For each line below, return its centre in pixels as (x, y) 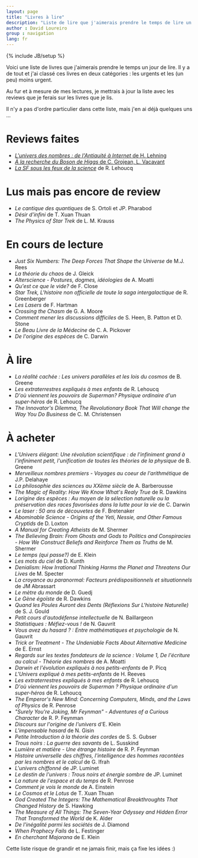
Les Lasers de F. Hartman (46, 305)
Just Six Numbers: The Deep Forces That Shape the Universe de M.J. (99, 261)
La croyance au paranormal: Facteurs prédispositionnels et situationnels (103, 580)
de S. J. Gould (32, 611)
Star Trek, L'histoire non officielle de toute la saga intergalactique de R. (101, 292)
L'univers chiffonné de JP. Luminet (57, 768)
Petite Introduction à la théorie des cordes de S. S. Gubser (86, 736)
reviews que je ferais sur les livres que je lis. (60, 97)
